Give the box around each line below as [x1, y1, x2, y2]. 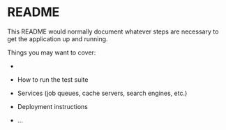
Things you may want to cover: [7, 48, 96, 57]
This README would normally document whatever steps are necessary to [7, 27, 219, 36]
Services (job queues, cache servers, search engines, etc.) [17, 89, 188, 97]
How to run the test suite [17, 75, 89, 84]
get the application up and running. [7, 34, 108, 43]
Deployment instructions [17, 102, 89, 110]
